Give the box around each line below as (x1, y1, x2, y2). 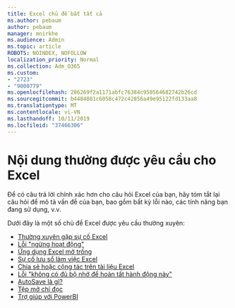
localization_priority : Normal (7, 56, 100, 63)
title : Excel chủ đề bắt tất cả (7, 10, 102, 18)
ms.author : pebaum (7, 17, 61, 24)
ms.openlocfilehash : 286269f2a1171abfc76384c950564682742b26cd (7, 89, 198, 96)
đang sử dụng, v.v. (7, 205, 61, 214)
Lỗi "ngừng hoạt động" (17, 240, 85, 249)
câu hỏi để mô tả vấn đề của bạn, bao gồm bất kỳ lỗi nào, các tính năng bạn (7, 198, 228, 207)
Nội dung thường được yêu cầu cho (7, 152, 217, 168)
